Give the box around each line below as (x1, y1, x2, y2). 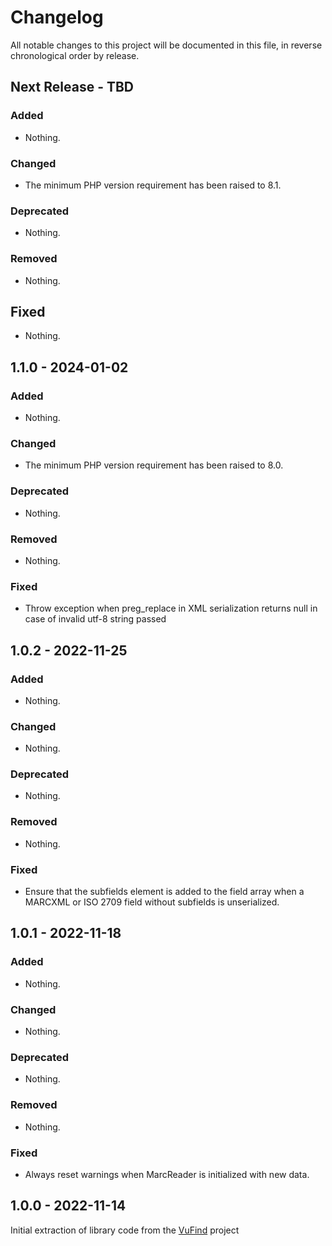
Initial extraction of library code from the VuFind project (10, 1224, 240, 1236)
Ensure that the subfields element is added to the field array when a (24, 886, 305, 898)
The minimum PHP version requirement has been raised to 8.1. (24, 179, 282, 191)
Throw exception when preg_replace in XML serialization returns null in (24, 602, 318, 615)
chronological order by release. (10, 49, 140, 61)
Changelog (10, 6, 104, 29)
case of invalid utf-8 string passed (24, 613, 167, 625)
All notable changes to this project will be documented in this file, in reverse (10, 39, 323, 51)
